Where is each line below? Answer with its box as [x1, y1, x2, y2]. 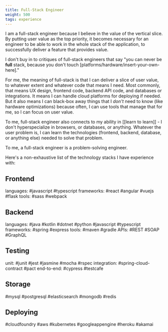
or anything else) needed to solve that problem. [5, 135, 104, 141]
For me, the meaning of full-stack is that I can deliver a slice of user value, [5, 77, 159, 83]
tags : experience [5, 17, 42, 22]
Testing [5, 247, 30, 255]
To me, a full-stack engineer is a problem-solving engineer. [5, 145, 128, 151]
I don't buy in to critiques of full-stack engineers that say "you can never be [5, 57, 162, 63]
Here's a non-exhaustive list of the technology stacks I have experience [5, 154, 154, 160]
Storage [5, 280, 31, 289]
